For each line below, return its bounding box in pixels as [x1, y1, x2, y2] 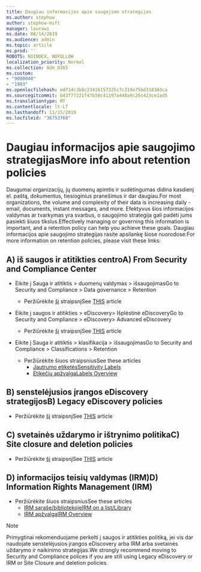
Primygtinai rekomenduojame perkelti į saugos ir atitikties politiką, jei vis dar [6, 534, 194, 541]
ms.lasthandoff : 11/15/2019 [6, 109, 77, 115]
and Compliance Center [6, 263, 97, 274]
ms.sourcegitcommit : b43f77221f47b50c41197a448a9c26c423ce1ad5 [6, 92, 168, 98]
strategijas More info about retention [6, 154, 191, 167]
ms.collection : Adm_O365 [6, 64, 68, 71]
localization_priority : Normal [6, 59, 85, 65]
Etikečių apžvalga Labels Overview [32, 370, 118, 377]
